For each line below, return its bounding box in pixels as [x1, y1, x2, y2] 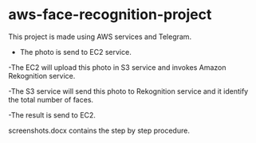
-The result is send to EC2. [8, 110, 96, 120]
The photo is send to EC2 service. [19, 47, 132, 56]
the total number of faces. [8, 95, 94, 104]
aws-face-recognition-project [8, 6, 212, 24]
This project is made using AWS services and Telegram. [8, 32, 192, 41]
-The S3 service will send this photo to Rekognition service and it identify [8, 86, 249, 96]
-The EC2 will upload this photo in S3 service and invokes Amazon [8, 62, 226, 72]
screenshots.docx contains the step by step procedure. [8, 126, 190, 135]
